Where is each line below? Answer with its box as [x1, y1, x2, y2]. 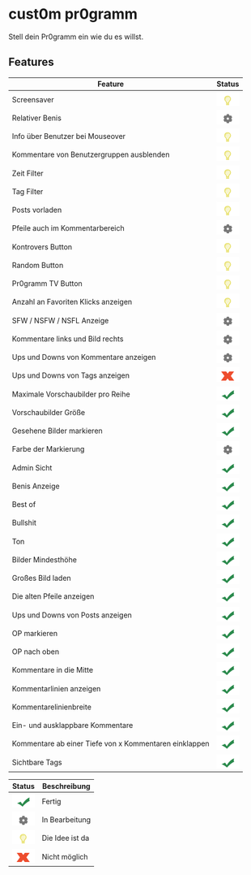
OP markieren [11, 628, 58, 638]
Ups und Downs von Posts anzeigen [11, 610, 132, 620]
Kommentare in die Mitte [11, 665, 94, 675]
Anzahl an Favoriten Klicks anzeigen [11, 297, 133, 307]
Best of [11, 500, 36, 509]
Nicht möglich [41, 851, 88, 861]
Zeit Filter [11, 168, 44, 178]
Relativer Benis [11, 113, 62, 123]
